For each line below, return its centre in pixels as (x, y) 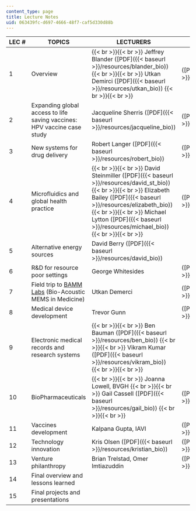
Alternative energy (57, 248)
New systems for (54, 148)
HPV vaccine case (56, 128)
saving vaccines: (54, 120)
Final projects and (56, 492)
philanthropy (48, 466)
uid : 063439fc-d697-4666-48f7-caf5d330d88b (60, 22)
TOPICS (59, 42)
